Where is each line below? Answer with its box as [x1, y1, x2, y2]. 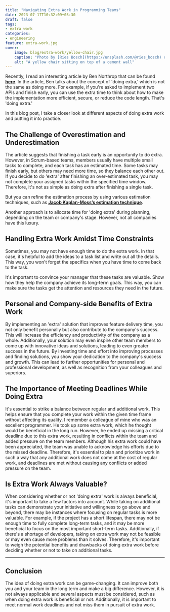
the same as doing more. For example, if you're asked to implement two [5, 84, 155, 90]
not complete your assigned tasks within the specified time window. [5, 179, 147, 185]
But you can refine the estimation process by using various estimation [5, 194, 151, 200]
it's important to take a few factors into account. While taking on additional [5, 499, 160, 505]
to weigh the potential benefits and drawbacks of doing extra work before [5, 542, 159, 548]
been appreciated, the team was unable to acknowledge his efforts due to [5, 443, 159, 449]
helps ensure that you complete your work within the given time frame [5, 411, 152, 417]
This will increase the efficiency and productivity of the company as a [5, 332, 150, 338]
